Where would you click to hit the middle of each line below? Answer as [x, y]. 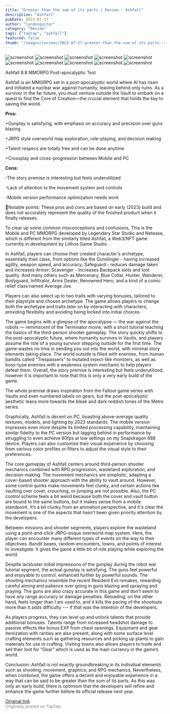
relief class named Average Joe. [39, 286]
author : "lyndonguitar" [30, 24]
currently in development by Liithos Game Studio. [57, 244]
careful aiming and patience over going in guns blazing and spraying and [81, 585]
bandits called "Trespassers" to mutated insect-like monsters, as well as [80, 359]
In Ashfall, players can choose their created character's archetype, [75, 254]
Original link [18, 701]
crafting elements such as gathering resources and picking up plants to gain [84, 639]
